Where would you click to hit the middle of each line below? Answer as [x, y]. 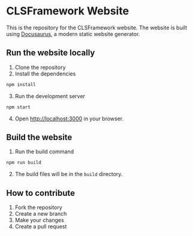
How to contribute [41, 193]
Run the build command [44, 152]
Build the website [39, 137]
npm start [19, 107]
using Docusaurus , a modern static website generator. [73, 34]
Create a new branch [41, 214]
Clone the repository [40, 67]
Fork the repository [39, 207]
